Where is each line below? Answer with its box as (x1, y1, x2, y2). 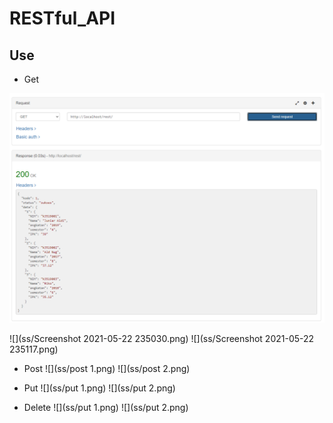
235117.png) (9, 343, 59, 356)
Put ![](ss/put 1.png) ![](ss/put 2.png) (23, 382, 176, 394)
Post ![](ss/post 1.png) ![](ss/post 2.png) (23, 363, 191, 375)
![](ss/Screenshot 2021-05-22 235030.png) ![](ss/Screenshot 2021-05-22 (9, 333, 315, 345)
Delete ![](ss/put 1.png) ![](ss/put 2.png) (23, 402, 189, 414)
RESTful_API (9, 7, 116, 30)
